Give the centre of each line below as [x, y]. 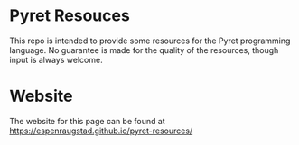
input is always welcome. [56, 59]
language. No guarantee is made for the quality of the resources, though [144, 50]
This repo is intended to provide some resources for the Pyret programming [150, 41]
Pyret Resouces [70, 16]
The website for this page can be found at [87, 121]
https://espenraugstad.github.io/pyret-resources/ [101, 131]
